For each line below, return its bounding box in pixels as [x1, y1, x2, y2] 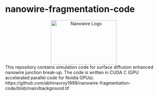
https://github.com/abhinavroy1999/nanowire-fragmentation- [5, 80, 131, 86]
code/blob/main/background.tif [5, 85, 70, 91]
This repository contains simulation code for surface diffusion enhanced [5, 64, 154, 70]
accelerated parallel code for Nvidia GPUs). [5, 75, 95, 81]
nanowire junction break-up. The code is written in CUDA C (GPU [5, 69, 139, 75]
